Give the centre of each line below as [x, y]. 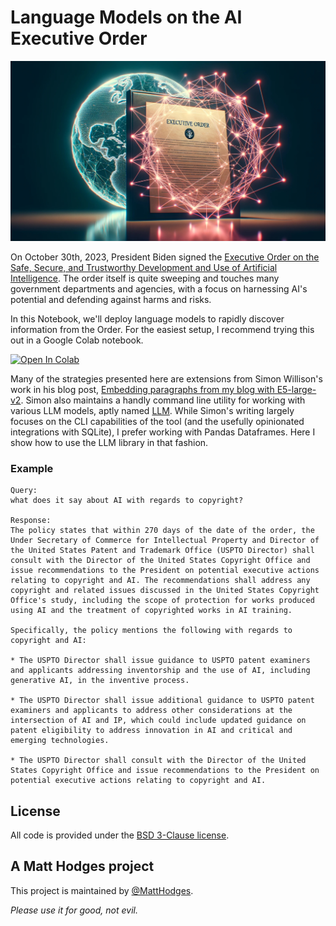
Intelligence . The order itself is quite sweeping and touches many [145, 278]
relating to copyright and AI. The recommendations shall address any [160, 581]
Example [32, 468]
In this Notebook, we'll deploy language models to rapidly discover [147, 318]
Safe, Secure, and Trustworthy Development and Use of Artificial [144, 267]
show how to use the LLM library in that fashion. [109, 442]
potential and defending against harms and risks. [111, 299]
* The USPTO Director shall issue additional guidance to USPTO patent [162, 701]
